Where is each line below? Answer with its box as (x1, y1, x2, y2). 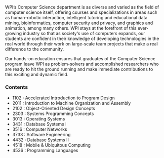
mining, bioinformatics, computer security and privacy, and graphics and (5, 20, 153, 26)
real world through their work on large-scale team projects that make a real (5, 41, 158, 46)
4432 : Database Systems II (12, 137, 69, 143)
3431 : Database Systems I (12, 121, 67, 127)
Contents (5, 83, 28, 90)
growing (5, 31, 22, 36)
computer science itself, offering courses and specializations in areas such (5, 9, 158, 15)
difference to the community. (5, 46, 64, 52)
